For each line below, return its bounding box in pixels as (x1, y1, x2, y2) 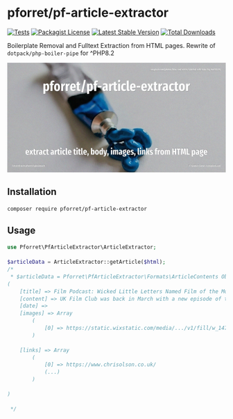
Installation (7, 186, 57, 198)
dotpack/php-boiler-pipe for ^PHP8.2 (7, 49, 114, 57)
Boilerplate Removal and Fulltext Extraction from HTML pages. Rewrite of (7, 41, 216, 49)
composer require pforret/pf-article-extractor (7, 205, 148, 212)
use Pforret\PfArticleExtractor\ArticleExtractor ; (7, 244, 157, 251)
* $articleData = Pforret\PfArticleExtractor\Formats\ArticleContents (10, 273, 218, 280)
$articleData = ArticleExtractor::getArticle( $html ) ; (7, 259, 166, 266)
